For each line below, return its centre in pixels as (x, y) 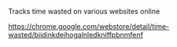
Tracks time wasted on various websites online (84, 11)
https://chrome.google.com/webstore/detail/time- (89, 26)
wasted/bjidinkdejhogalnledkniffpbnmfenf (76, 35)
